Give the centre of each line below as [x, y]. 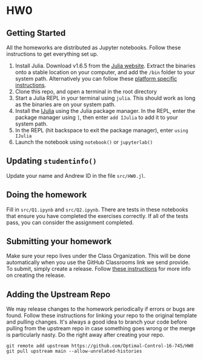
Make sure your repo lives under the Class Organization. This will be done [98, 256]
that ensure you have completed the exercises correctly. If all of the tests [97, 216]
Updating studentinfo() [52, 161]
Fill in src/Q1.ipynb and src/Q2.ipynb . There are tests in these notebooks [97, 209]
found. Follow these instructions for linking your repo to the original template [101, 316]
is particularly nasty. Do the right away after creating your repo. [85, 335]
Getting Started [36, 33]
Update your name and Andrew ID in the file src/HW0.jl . [76, 175]
